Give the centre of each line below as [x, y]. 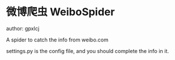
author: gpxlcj [23, 28]
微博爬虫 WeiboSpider [60, 12]
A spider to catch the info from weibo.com [57, 40]
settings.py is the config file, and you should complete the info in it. [87, 51]
